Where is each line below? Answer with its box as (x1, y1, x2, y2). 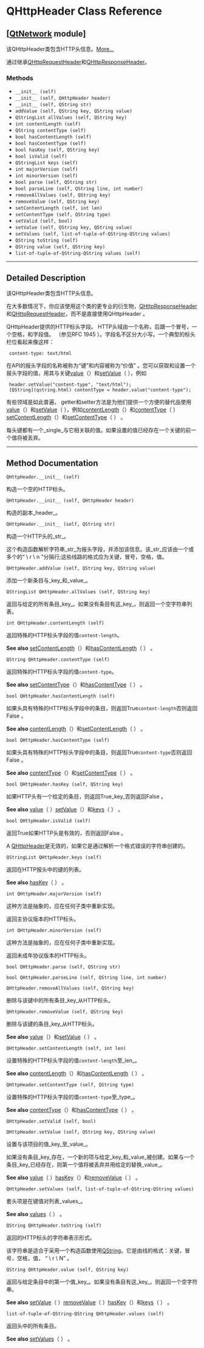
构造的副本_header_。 (6, 509, 61, 516)
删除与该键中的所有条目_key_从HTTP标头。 (6, 996, 114, 1004)
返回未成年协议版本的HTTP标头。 (6, 951, 90, 959)
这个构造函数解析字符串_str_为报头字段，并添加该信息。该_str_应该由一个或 (6, 545, 194, 553)
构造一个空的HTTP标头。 (6, 485, 69, 492)
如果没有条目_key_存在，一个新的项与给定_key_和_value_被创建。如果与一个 (6, 1153, 195, 1161)
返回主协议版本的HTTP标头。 (6, 915, 80, 923)
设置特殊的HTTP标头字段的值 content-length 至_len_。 (6, 1056, 141, 1064)
